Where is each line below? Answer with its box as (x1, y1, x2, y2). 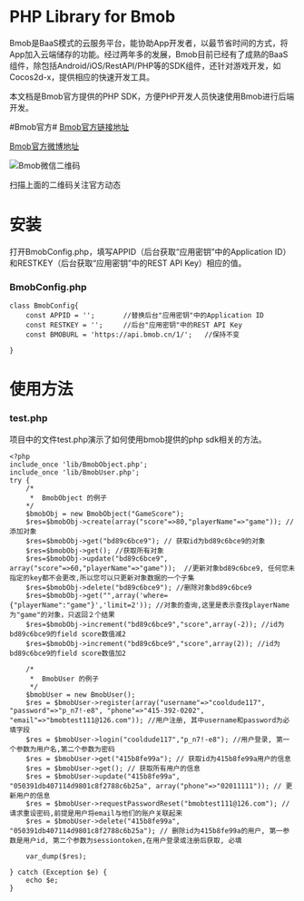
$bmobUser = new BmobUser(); (25, 690, 136, 700)
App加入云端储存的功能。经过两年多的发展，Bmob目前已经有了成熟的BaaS (9, 48, 289, 60)
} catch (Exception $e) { (9, 867, 107, 877)
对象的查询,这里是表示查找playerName (163, 601, 290, 610)
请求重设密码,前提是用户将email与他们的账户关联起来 (9, 808, 183, 818)
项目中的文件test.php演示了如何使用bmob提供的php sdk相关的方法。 (9, 434, 267, 445)
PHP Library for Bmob (9, 6, 176, 27)
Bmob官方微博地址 (9, 141, 80, 152)
